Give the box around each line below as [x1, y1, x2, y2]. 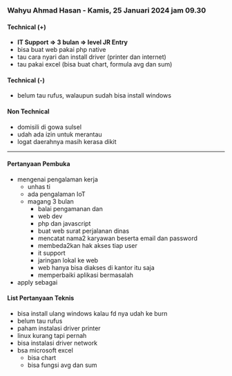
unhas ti [27, 182, 50, 190]
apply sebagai [17, 278, 58, 286]
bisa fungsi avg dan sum [27, 361, 98, 369]
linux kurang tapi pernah [17, 331, 87, 339]
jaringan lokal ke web [37, 256, 99, 265]
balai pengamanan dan [37, 204, 104, 213]
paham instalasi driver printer [17, 324, 101, 332]
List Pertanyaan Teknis [7, 294, 75, 303]
